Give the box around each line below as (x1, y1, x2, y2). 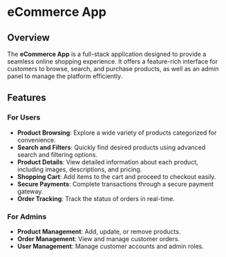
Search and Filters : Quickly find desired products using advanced (17, 143, 206, 151)
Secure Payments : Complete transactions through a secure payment (17, 180, 214, 188)
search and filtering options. (17, 150, 98, 159)
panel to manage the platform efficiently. (7, 72, 123, 80)
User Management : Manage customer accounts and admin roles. (17, 242, 204, 250)
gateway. (17, 187, 44, 196)
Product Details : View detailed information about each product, (17, 158, 198, 166)
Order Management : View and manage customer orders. (17, 234, 180, 242)
